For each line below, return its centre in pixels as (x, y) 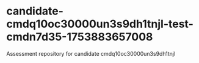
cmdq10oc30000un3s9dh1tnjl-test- (100, 24)
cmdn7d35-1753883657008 (80, 37)
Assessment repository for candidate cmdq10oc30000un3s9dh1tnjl (91, 53)
